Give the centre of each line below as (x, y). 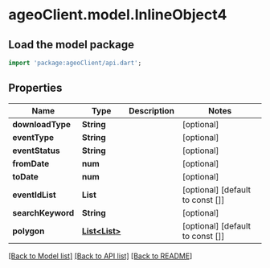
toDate (25, 176)
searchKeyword (43, 212)
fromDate (31, 163)
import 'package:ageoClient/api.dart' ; (75, 63)
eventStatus (36, 150)
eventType (33, 137)
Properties (35, 88)
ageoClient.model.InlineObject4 (118, 15)
